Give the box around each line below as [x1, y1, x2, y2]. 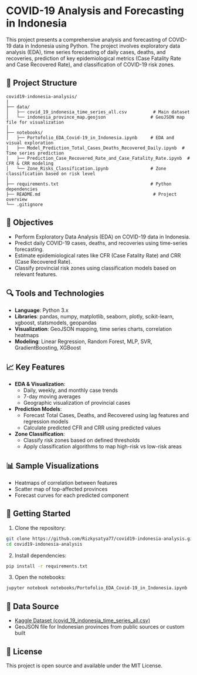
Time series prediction [6, 150, 64, 156]
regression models [23, 418, 69, 425]
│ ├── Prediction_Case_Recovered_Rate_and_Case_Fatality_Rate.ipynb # [6, 155, 191, 161]
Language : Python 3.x [14, 307, 69, 314]
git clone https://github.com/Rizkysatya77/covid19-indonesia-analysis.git [6, 536, 195, 542]
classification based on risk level [6, 170, 96, 177]
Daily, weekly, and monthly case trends [23, 387, 118, 394]
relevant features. [14, 270, 57, 277]
